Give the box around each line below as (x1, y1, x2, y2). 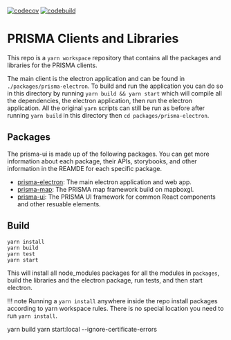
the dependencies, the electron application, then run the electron (7, 96, 192, 105)
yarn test (7, 250, 36, 258)
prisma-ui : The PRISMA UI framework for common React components (17, 193, 216, 201)
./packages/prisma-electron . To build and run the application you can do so (7, 82, 223, 90)
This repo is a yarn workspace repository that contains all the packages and (7, 53, 221, 62)
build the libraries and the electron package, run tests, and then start (7, 276, 203, 284)
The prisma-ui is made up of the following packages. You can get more (7, 150, 210, 158)
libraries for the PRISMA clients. (7, 61, 98, 69)
